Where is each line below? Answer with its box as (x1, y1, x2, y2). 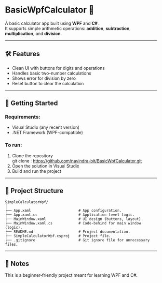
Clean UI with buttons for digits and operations (12, 65, 105, 71)
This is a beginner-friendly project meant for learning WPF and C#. (5, 272, 138, 278)
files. (5, 242, 18, 247)
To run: (5, 142, 23, 149)
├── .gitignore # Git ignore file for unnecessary (5, 238, 150, 242)
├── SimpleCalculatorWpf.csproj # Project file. (5, 233, 111, 238)
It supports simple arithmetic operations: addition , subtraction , (5, 25, 131, 31)
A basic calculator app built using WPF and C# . (5, 20, 99, 26)
